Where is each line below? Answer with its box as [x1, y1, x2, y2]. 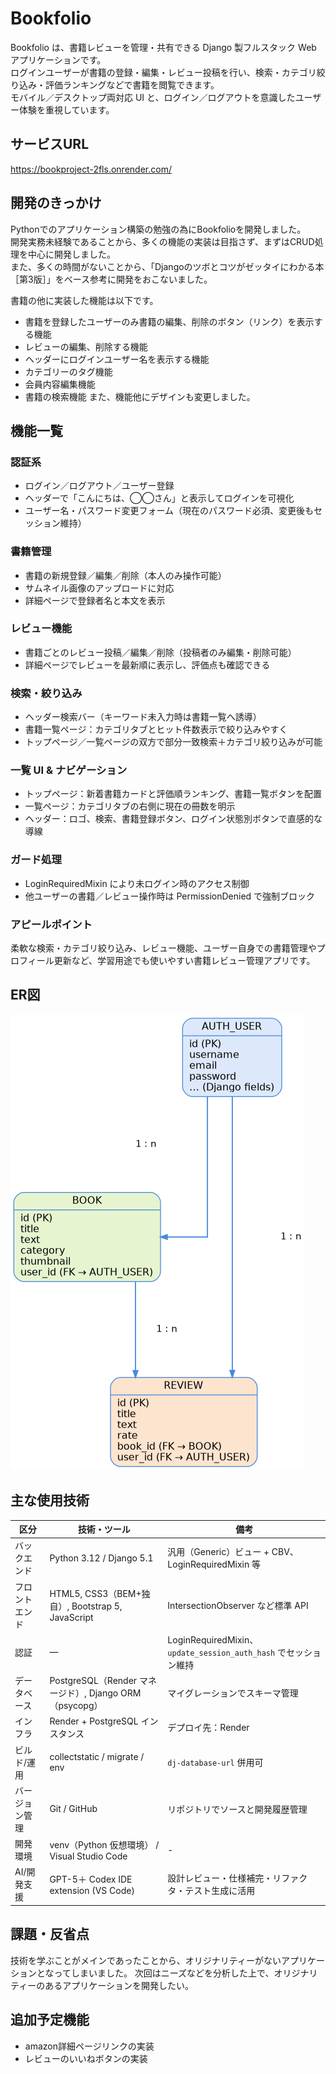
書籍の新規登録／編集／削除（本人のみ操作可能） [24, 569, 227, 581]
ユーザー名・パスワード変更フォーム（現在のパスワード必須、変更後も [24, 505, 315, 517]
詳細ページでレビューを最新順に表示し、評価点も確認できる [24, 658, 271, 671]
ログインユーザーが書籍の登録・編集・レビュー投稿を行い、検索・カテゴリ [10, 66, 317, 78]
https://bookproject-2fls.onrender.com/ [10, 163, 172, 175]
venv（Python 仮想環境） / [49, 1838, 160, 1851]
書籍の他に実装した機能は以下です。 [10, 294, 159, 306]
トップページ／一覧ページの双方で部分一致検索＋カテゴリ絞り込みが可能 [24, 736, 323, 748]
